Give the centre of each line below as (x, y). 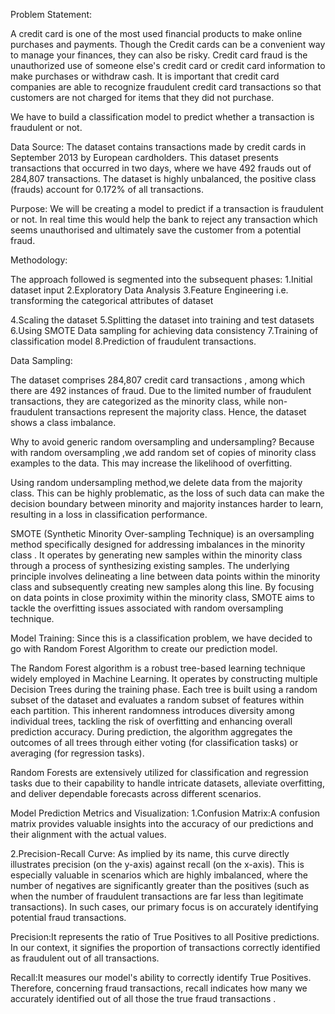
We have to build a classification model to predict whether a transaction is (162, 117)
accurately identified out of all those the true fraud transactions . (143, 998)
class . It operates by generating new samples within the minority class (156, 555)
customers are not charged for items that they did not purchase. (142, 97)
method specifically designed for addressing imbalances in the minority (158, 544)
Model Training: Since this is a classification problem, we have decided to (161, 638)
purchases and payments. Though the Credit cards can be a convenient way (168, 44)
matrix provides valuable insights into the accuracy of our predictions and (162, 823)
